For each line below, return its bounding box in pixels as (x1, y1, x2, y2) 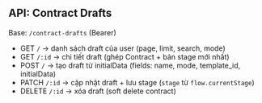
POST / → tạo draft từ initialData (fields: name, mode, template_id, (19, 60, 241, 70)
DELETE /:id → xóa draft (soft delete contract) (19, 86, 176, 96)
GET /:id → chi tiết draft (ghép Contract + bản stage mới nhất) (19, 51, 230, 61)
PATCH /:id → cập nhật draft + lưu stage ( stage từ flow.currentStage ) (19, 77, 255, 87)
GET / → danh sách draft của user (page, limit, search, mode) (19, 43, 226, 53)
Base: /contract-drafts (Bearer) (8, 27, 117, 37)
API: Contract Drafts (8, 6, 112, 20)
